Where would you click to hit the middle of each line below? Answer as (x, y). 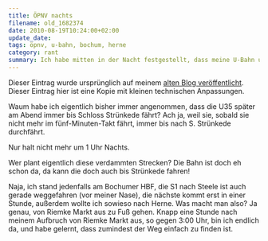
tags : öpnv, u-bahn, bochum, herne (67, 45)
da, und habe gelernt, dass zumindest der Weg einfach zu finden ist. (121, 228)
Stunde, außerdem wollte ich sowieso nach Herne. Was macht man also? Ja (133, 203)
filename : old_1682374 (46, 23)
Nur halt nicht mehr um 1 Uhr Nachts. (69, 147)
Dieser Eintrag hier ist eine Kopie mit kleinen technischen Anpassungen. (126, 91)
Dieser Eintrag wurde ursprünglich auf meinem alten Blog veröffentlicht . (126, 82)
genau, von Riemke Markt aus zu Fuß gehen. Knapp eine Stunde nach (123, 212)
